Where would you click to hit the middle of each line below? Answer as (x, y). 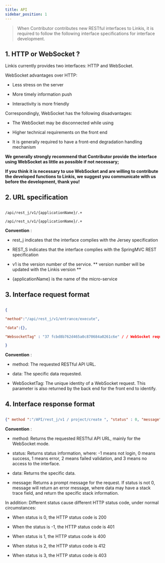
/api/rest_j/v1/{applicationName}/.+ (44, 213)
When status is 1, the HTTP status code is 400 (59, 536)
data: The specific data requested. (47, 374)
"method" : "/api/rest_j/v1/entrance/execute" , (52, 319)
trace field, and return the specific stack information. (66, 493)
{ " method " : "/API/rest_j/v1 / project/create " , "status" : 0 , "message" (83, 420)
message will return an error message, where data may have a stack (81, 488)
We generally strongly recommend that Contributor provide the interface (81, 157)
